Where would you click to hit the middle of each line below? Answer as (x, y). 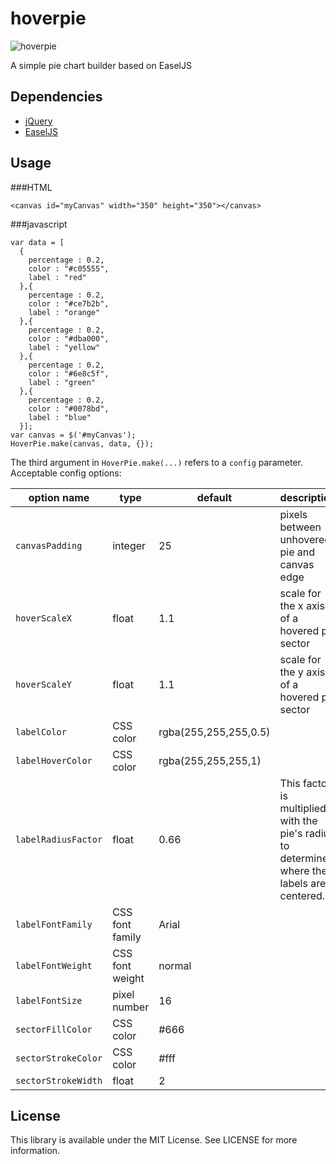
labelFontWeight (54, 965)
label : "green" (62, 382)
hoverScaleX (44, 618)
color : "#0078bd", (69, 408)
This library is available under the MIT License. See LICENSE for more (154, 1140)
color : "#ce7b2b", (69, 303)
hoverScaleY (44, 684)
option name (59, 497)
